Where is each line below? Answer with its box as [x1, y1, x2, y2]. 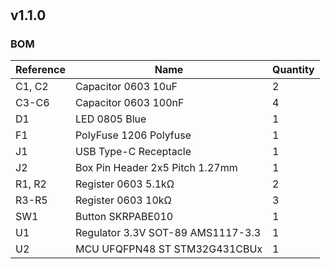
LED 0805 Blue [74, 112, 147, 126]
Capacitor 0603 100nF [74, 96, 185, 110]
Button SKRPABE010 [74, 210, 174, 224]
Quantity [272, 63, 315, 77]
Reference [15, 63, 66, 77]
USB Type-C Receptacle [74, 145, 192, 159]
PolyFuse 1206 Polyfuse [74, 128, 192, 142]
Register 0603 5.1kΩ [74, 177, 175, 191]
